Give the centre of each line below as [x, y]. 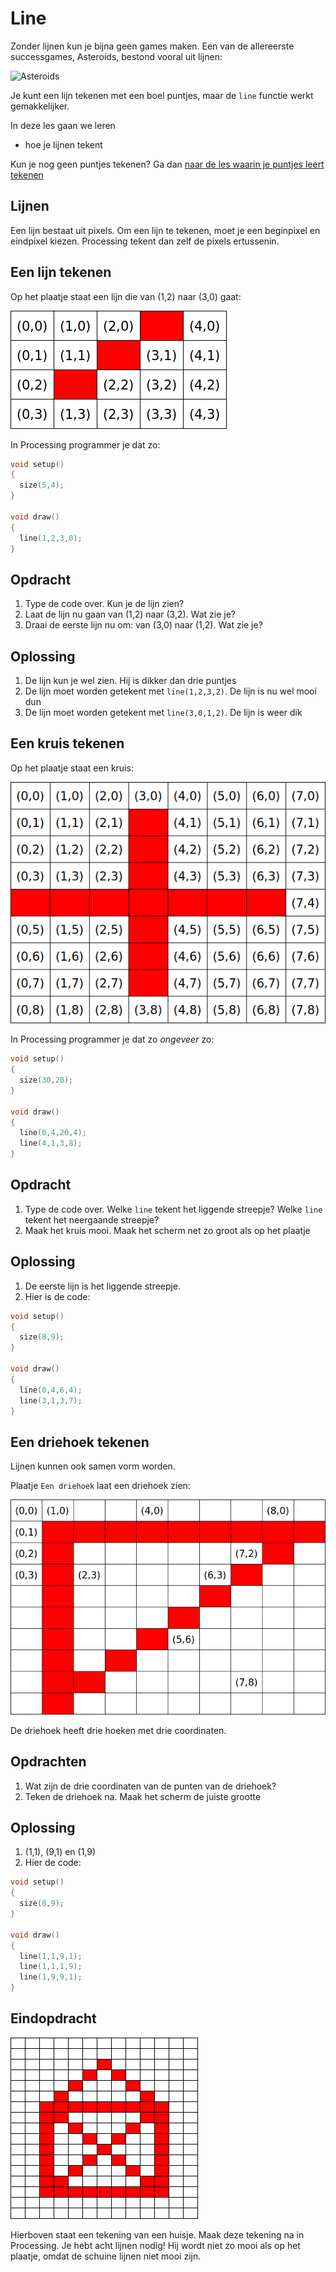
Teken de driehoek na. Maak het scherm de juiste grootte [143, 1796]
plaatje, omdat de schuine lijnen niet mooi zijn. [106, 2256]
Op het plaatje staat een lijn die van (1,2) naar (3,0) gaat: [126, 296]
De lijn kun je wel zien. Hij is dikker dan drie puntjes [130, 681]
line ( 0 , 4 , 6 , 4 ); [51, 1390]
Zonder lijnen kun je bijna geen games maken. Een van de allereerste [152, 46]
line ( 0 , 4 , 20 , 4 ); [53, 1133]
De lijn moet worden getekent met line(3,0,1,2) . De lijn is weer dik [163, 713]
